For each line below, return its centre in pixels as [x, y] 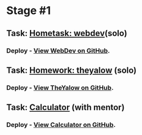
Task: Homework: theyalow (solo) [72, 70]
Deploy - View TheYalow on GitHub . [60, 87]
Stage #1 [29, 11]
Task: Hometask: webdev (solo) [67, 33]
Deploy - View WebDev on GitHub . [58, 51]
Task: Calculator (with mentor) [66, 108]
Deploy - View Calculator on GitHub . [61, 125]
